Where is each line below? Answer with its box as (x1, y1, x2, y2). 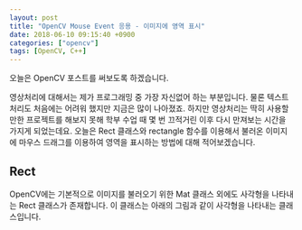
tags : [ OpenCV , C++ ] (9, 47, 88, 56)
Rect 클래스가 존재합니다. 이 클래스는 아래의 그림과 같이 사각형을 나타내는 (18, 199, 278, 210)
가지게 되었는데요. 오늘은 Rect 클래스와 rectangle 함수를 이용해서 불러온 (9, 125, 264, 136)
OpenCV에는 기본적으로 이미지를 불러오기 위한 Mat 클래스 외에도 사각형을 (9, 189, 269, 199)
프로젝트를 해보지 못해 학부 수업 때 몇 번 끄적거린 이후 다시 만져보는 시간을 (25, 115, 287, 125)
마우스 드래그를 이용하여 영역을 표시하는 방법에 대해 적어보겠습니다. (18, 137, 256, 148)
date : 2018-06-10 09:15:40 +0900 (9, 30, 136, 39)
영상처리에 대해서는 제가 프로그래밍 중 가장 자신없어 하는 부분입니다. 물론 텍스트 (9, 92, 289, 103)
